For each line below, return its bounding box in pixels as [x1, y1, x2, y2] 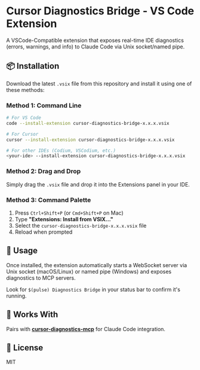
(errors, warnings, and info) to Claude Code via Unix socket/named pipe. [6, 43, 185, 50]
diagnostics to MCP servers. [6, 274, 76, 282]
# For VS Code [6, 115, 42, 121]
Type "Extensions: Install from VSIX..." [14, 215, 113, 222]
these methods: [6, 86, 45, 93]
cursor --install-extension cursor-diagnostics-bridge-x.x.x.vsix [6, 136, 175, 143]
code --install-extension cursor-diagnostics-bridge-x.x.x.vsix [6, 120, 170, 126]
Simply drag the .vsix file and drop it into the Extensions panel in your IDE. [6, 181, 190, 188]
